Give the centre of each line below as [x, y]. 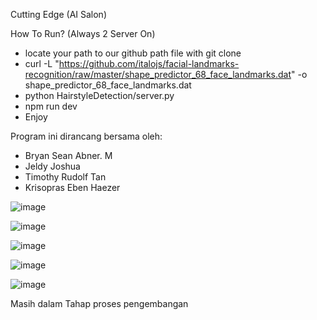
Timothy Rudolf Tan [65, 177]
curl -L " [42, 63]
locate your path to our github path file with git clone [133, 53]
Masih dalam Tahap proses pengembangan [99, 303]
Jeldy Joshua [52, 166]
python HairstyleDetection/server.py [99, 95]
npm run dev [51, 106]
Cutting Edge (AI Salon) [58, 14]
